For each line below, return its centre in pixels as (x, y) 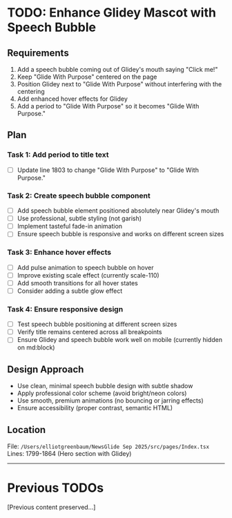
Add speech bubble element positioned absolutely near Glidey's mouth (118, 211)
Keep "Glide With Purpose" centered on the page (87, 77)
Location (27, 430)
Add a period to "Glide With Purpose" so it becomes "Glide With (108, 106)
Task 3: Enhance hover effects (59, 252)
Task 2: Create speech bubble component (79, 195)
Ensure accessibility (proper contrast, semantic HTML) (95, 408)
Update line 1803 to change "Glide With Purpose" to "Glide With (108, 170)
